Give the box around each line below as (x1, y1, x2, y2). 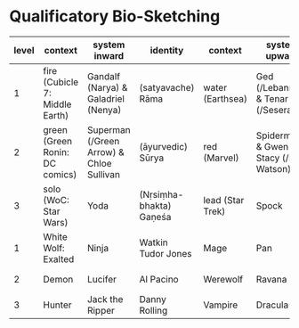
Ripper (87, 304, 116, 316)
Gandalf (87, 70, 121, 82)
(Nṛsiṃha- (139, 188, 184, 201)
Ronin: (43, 145, 69, 158)
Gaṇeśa (139, 210, 172, 223)
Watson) (255, 162, 292, 175)
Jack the (87, 292, 124, 305)
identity (149, 44, 184, 56)
